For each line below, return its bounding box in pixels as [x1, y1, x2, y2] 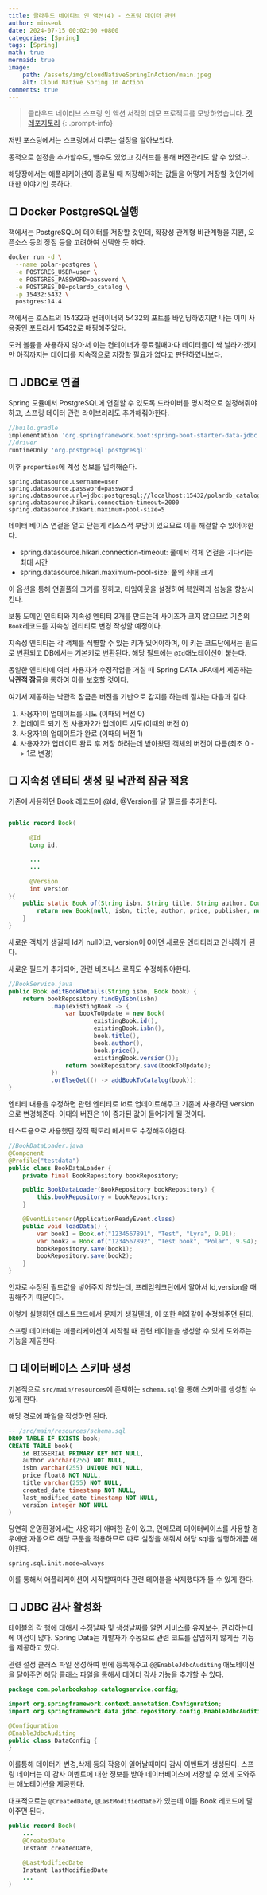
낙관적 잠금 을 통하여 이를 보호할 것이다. [8, 675, 130, 684]
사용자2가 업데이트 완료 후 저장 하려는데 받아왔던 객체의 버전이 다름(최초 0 [19, 738, 250, 748]
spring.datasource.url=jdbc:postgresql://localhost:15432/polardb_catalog [8, 491, 261, 499]
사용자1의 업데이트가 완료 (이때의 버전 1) [19, 728, 144, 738]
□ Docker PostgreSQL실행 [8, 205, 139, 218]
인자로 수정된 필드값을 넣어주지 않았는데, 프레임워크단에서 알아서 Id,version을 [8, 1282, 249, 1292]
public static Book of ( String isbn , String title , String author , [22, 899, 247, 908]
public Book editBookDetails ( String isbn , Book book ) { [8, 987, 197, 996]
